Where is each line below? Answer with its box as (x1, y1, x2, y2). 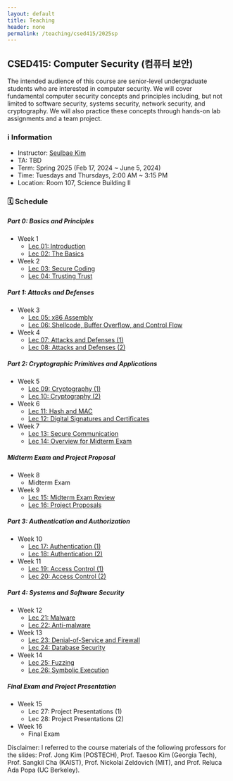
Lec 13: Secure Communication (27, 430, 119, 438)
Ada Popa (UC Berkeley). (7, 766, 80, 775)
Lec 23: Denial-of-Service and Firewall (27, 636, 141, 644)
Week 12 (17, 606, 43, 615)
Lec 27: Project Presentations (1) (27, 707, 122, 716)
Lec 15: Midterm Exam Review (27, 494, 115, 502)
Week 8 (17, 471, 40, 480)
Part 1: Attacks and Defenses (7, 288, 95, 296)
